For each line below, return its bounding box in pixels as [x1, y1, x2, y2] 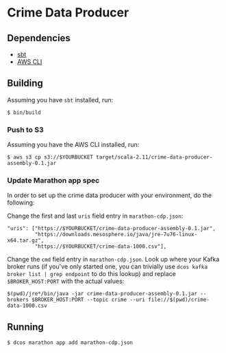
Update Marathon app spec [7, 176, 100, 185]
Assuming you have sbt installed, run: [7, 95, 114, 104]
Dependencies [7, 32, 71, 44]
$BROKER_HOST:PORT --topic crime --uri [32, 297, 146, 304]
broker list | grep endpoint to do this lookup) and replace [7, 270, 176, 278]
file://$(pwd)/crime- [148, 297, 210, 304]
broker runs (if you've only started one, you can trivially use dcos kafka [7, 262, 208, 271]
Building [7, 78, 43, 89]
